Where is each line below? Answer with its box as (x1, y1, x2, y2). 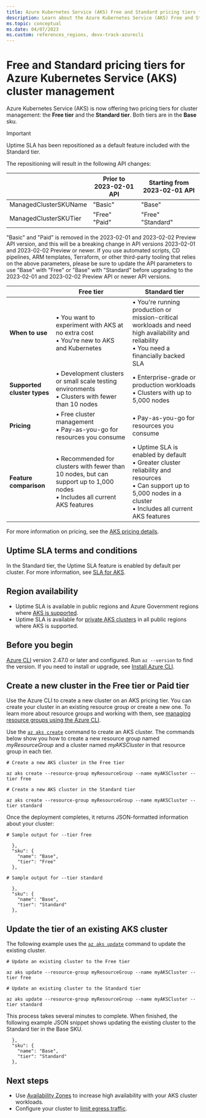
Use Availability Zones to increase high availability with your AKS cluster (15, 1092, 197, 1099)
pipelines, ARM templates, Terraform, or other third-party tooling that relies (6, 253, 196, 261)
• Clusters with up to (132, 388, 192, 397)
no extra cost (55, 329, 94, 337)
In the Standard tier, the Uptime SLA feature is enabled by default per (6, 561, 181, 569)
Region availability (6, 586, 78, 596)
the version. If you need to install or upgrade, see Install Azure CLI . (6, 663, 175, 670)
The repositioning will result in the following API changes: (6, 160, 151, 168)
